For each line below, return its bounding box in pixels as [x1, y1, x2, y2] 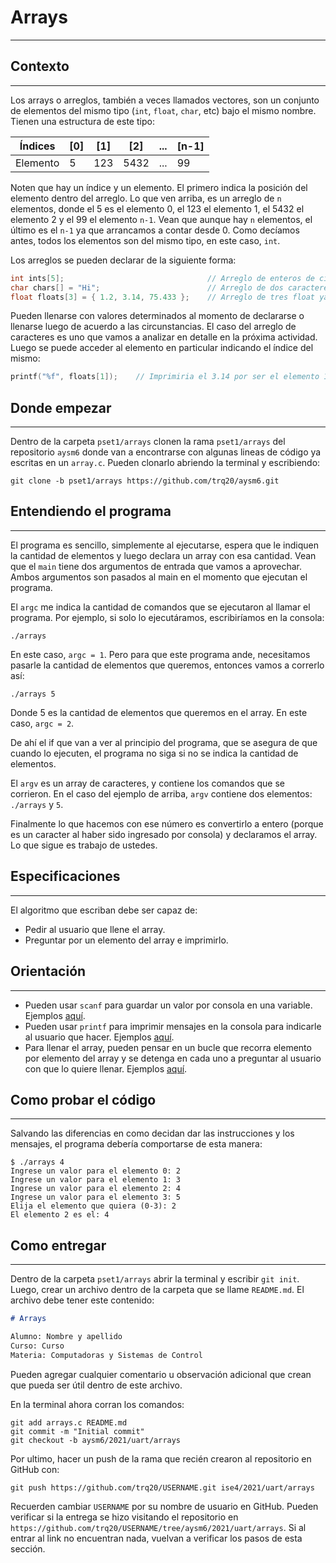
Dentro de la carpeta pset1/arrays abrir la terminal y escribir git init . [10, 1273, 300, 1285]
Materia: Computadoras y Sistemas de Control [10, 1350, 203, 1360]
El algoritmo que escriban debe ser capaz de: [10, 904, 198, 916]
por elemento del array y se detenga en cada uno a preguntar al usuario [24, 1052, 322, 1064]
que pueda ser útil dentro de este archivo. [10, 1379, 183, 1391]
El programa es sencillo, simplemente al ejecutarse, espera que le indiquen [10, 539, 319, 551]
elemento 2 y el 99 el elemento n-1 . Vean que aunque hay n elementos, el [10, 213, 313, 225]
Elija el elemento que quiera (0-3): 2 [10, 1201, 177, 1211]
